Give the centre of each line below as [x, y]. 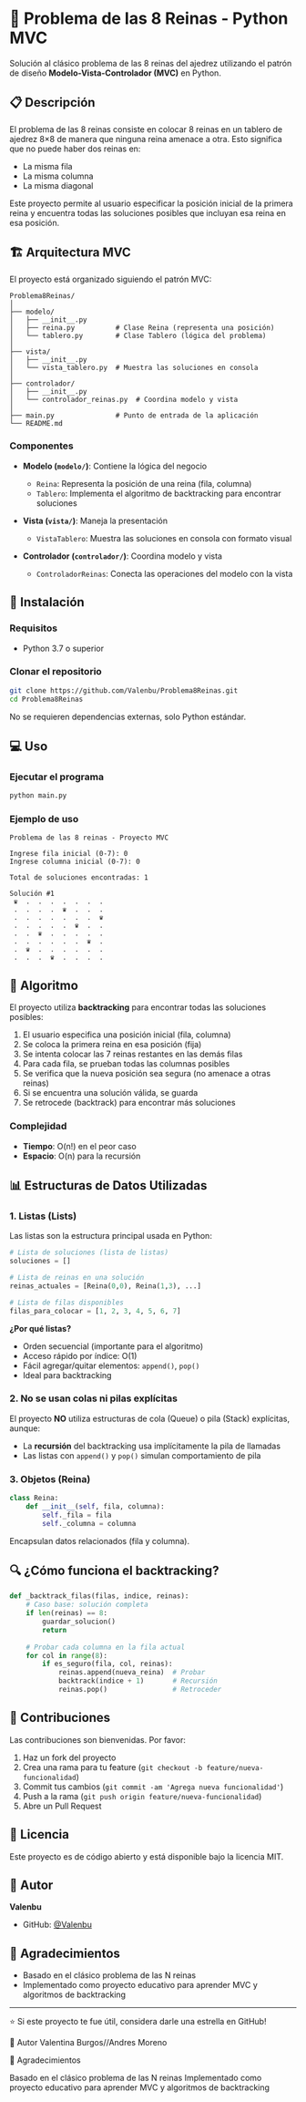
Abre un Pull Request [62, 1806]
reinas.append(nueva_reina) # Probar [132, 1673]
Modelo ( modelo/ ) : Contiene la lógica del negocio [115, 466]
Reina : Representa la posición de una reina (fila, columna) [144, 483]
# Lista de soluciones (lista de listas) [89, 1252]
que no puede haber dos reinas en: [75, 149]
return [55, 1630]
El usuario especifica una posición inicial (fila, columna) [127, 1035]
